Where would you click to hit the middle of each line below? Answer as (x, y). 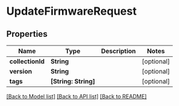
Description (118, 51)
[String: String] (73, 81)
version (21, 71)
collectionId (27, 61)
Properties (27, 34)
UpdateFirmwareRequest (71, 11)
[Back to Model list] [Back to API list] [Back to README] (77, 97)
